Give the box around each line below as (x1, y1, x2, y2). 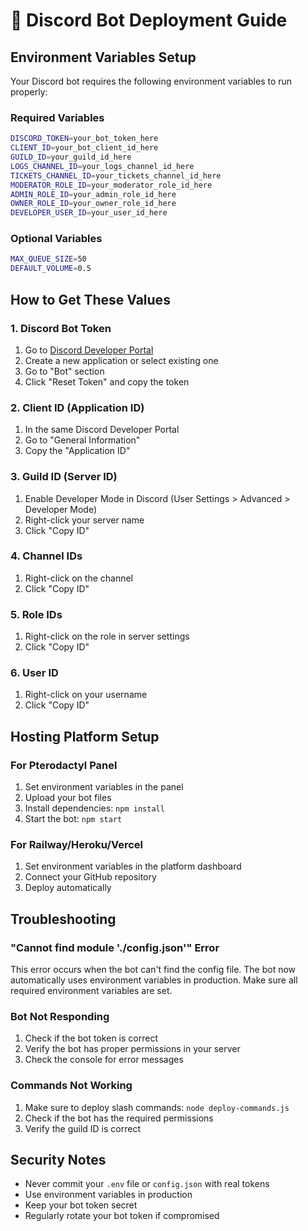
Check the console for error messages (24, 1054, 184, 1066)
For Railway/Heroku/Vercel (10, 838, 143, 851)
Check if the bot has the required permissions (24, 1112, 214, 1124)
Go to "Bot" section (24, 365, 105, 377)
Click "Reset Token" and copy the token (24, 375, 190, 388)
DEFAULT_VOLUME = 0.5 (10, 264, 92, 274)
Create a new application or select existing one (24, 354, 219, 366)
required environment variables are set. (10, 985, 173, 997)
